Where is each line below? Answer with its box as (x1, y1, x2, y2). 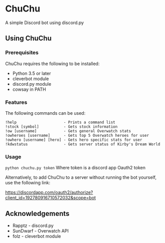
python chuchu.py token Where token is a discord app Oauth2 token (5, 165, 145, 171)
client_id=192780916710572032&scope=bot (5, 195, 96, 201)
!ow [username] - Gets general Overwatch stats (5, 128, 131, 133)
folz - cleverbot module (12, 233, 61, 239)
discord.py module (12, 81, 52, 87)
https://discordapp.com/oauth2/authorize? (5, 189, 93, 195)
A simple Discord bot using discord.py (5, 20, 84, 26)
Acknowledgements (5, 209, 70, 218)
